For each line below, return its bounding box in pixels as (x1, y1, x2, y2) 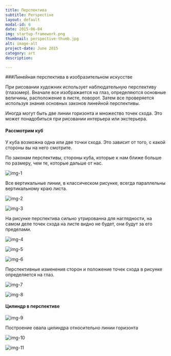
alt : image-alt (5, 41, 38, 46)
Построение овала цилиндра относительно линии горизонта (5, 325, 138, 331)
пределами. (5, 226, 32, 232)
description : (5, 55, 33, 61)
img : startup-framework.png (5, 31, 66, 37)
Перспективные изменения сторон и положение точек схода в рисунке (5, 266, 163, 272)
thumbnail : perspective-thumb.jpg (5, 37, 79, 42)
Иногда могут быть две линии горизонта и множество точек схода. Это (5, 110, 162, 116)
